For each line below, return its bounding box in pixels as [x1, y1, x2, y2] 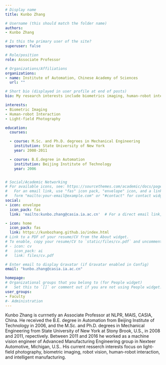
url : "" [9, 80, 26, 85]
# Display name [5, 7, 37, 12]
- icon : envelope [5, 202, 41, 207]
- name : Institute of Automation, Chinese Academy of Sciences [5, 75, 138, 80]
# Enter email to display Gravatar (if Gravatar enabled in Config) [5, 262, 149, 267]
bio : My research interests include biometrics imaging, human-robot [5, 94, 152, 99]
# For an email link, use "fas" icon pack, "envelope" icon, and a [5, 189, 152, 194]
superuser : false [5, 44, 41, 49]
